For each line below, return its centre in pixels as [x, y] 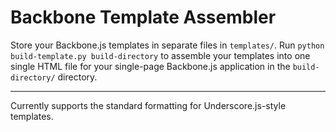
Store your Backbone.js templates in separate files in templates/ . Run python [167, 45]
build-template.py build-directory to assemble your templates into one [160, 55]
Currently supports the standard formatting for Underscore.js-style [148, 105]
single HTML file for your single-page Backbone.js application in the [150, 66]
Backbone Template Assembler [143, 17]
